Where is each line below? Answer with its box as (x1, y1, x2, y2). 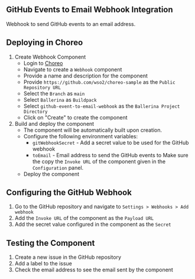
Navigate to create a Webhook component (23, 66, 122, 73)
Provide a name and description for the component (23, 72, 148, 79)
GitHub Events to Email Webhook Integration (6, 5, 173, 15)
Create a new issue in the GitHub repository (14, 254, 121, 261)
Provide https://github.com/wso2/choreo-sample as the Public (23, 78, 175, 85)
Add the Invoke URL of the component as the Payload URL (14, 215, 154, 222)
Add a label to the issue (14, 260, 72, 267)
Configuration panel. (32, 164, 84, 171)
